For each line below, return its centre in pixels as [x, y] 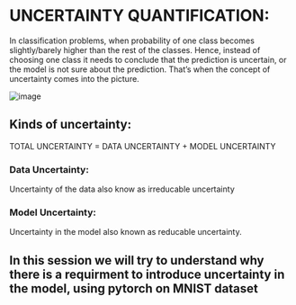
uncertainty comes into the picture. [74, 78]
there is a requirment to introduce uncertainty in [147, 274]
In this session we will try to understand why [137, 260]
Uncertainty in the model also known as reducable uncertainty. [126, 232]
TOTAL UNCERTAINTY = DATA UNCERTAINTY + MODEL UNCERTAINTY [143, 146]
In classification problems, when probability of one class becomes [132, 40]
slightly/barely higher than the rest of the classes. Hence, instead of [135, 49]
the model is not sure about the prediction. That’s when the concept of [140, 69]
